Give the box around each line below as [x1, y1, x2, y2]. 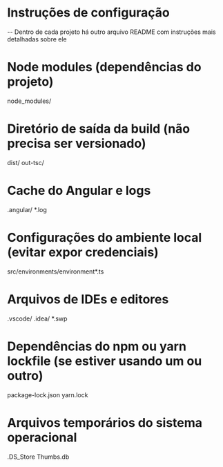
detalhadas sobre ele [7, 35, 67, 43]
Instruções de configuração [7, 5, 171, 21]
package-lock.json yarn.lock [7, 390, 88, 399]
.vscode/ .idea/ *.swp [7, 314, 68, 323]
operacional [7, 430, 77, 445]
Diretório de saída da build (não [7, 121, 191, 137]
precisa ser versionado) [7, 136, 146, 151]
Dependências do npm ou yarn [7, 339, 186, 354]
